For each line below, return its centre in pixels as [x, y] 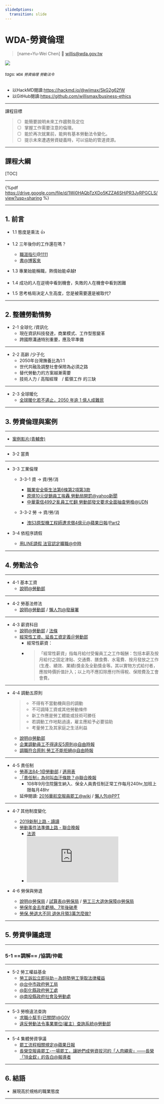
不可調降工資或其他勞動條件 [60, 709]
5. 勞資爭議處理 [28, 935]
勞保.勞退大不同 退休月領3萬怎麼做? [55, 913]
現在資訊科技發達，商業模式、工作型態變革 [62, 333]
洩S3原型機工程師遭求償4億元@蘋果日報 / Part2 [73, 523]
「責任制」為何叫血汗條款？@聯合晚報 [58, 777]
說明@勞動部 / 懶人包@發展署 [49, 610]
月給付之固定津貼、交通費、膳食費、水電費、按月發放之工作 [99, 659]
